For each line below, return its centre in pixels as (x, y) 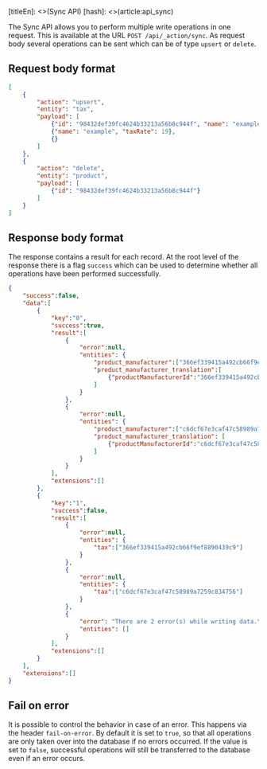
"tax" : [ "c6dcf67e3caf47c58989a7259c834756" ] (168, 592)
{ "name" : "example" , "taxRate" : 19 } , (113, 132)
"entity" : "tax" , (65, 109)
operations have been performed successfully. (85, 274)
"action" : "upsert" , (71, 102)
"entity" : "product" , (73, 176)
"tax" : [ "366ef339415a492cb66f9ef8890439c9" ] (168, 548)
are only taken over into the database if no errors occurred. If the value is (128, 742)
